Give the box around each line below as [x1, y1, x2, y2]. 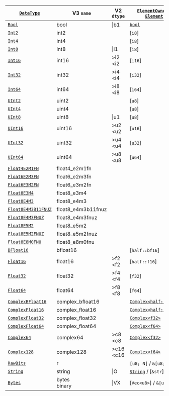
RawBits [8, 360, 26, 366]
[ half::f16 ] [129, 258, 157, 265]
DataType [19, 10, 40, 16]
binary [56, 382, 72, 389]
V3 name [72, 10, 92, 17]
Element [145, 14, 163, 19]
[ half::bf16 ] [129, 247, 160, 253]
